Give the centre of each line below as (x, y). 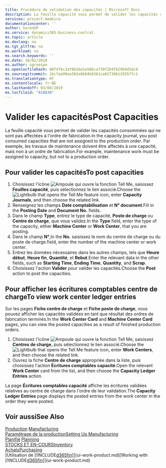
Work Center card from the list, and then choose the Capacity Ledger (84, 371)
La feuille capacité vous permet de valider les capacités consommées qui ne (83, 130)
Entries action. (27, 376)
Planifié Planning (22, 439)
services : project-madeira (33, 19)
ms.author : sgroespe (26, 65)
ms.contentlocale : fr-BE (31, 83)
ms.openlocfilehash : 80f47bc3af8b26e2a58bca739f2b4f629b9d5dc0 (72, 70)
